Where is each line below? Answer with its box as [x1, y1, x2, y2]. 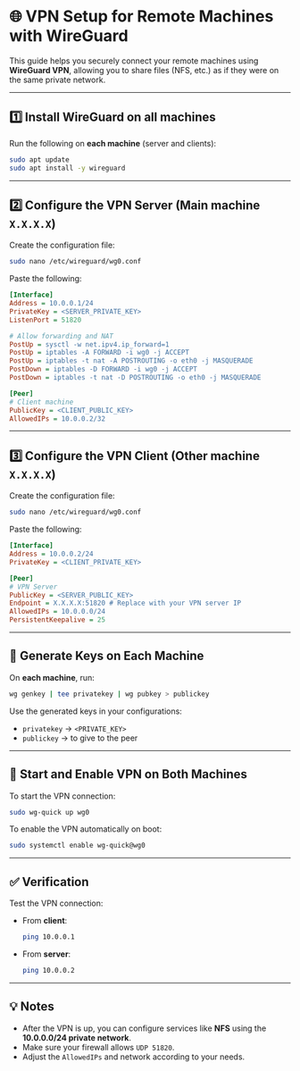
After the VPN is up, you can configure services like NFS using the [21, 1023, 267, 1033]
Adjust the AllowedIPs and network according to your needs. [21, 1051, 246, 1062]
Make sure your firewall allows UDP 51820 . [21, 1042, 175, 1052]
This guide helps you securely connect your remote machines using [9, 55, 259, 66]
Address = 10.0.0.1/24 [9, 299, 94, 308]
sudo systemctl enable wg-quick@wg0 [9, 841, 146, 850]
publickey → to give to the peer [21, 732, 138, 743]
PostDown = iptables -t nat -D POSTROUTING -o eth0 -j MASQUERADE [9, 373, 262, 382]
